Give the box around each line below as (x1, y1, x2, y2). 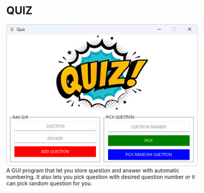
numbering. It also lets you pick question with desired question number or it (6, 174, 195, 181)
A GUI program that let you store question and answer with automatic (6, 167, 180, 174)
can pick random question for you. (6, 180, 93, 187)
